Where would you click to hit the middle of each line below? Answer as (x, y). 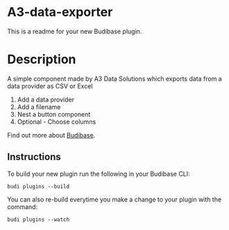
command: (23, 206)
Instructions (34, 157)
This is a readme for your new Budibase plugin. (75, 31)
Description (42, 59)
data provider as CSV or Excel (50, 86)
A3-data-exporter (60, 12)
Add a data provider (46, 99)
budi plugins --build (39, 186)
